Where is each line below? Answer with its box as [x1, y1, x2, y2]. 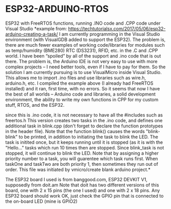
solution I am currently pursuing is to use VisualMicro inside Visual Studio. [5, 69, 162, 75]
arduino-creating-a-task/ [5, 31, 58, 37]
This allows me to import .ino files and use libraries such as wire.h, [5, 74, 146, 81]
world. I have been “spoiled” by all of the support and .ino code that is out [5, 52, 161, 59]
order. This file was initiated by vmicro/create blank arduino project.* [5, 166, 150, 173]
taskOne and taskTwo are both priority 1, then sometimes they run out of [5, 161, 158, 167]
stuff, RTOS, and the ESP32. [5, 102, 65, 108]
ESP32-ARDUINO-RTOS [5, 3, 109, 15]
